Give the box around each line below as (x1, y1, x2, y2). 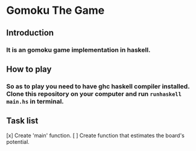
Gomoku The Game (6, 4, 105, 17)
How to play (6, 64, 52, 74)
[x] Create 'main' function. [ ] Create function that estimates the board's (6, 132, 185, 139)
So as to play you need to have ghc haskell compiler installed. (6, 82, 190, 90)
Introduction (6, 28, 54, 38)
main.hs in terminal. (6, 97, 65, 105)
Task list (6, 116, 39, 126)
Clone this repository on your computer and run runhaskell (6, 90, 182, 98)
